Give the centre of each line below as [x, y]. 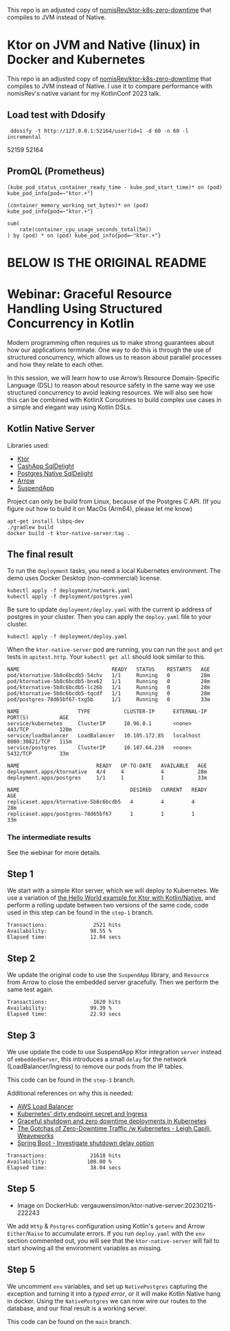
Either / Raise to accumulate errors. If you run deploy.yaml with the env [106, 1233]
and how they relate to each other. [56, 364]
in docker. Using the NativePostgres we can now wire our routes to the [107, 1301]
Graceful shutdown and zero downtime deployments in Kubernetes [112, 1121]
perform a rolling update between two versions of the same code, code [108, 905]
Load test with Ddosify [56, 115]
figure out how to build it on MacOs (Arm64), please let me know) [100, 508]
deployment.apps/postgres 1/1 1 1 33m [107, 778]
